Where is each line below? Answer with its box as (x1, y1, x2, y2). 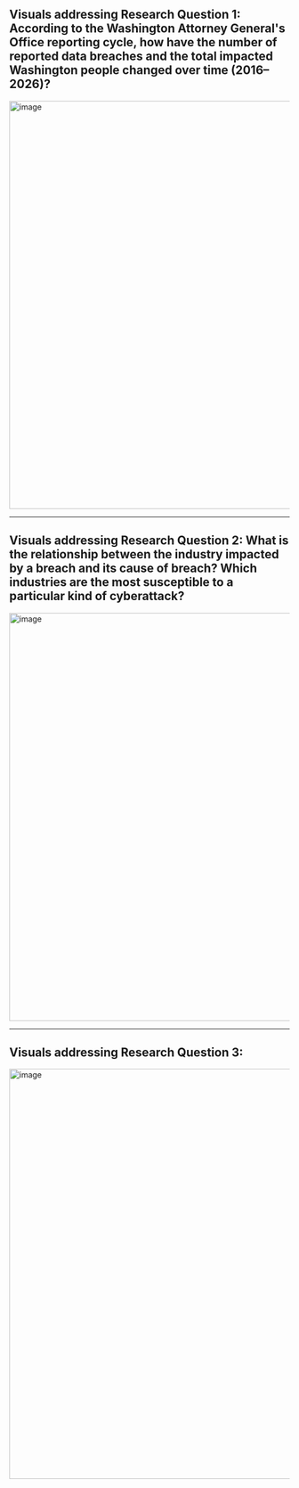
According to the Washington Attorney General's (9, 21, 286, 37)
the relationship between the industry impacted (9, 547, 279, 562)
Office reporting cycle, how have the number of (9, 35, 278, 50)
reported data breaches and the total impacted (9, 49, 273, 64)
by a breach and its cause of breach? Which (9, 561, 258, 576)
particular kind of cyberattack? (9, 589, 185, 604)
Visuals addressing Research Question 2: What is (9, 533, 289, 549)
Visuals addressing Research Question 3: (9, 1045, 244, 1061)
